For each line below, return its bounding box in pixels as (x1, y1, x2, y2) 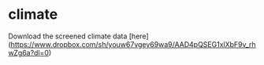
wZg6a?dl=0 (8, 48, 50, 57)
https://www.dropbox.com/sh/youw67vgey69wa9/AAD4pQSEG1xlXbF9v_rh (10, 39, 256, 49)
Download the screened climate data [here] (8, 31, 149, 41)
